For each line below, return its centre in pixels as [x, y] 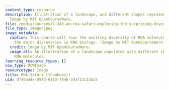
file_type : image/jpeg [29, 28]
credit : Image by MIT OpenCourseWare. [51, 47]
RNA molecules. [30, 56]
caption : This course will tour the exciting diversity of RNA [77, 38]
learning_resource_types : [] [36, 61]
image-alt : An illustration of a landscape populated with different [84, 51]
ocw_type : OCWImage [26, 65]
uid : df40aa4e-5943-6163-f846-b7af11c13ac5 [52, 79]
